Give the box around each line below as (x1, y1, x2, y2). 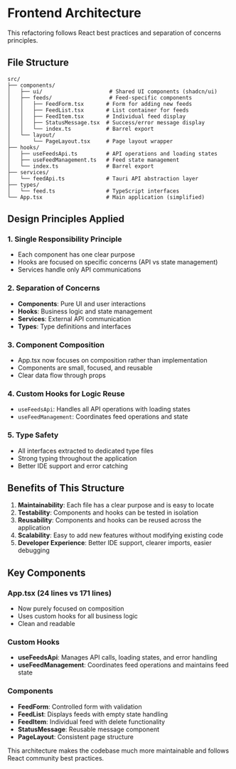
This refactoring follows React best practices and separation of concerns (7, 28, 222, 37)
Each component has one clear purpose (17, 250, 135, 259)
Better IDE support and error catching (17, 461, 128, 470)
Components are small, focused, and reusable (17, 364, 153, 372)
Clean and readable (17, 620, 76, 628)
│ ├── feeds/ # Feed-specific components (7, 94, 193, 101)
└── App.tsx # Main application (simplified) (7, 193, 205, 200)
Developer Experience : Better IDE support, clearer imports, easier (17, 539, 212, 547)
